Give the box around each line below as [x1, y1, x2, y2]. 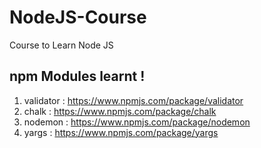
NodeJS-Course [9, 6, 147, 29]
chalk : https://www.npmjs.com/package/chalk [23, 105, 217, 117]
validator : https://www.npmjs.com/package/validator [23, 94, 244, 106]
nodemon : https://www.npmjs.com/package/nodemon [23, 116, 251, 128]
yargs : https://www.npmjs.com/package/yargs [23, 126, 219, 138]
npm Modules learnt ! [9, 68, 146, 85]
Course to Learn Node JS [9, 39, 114, 51]
